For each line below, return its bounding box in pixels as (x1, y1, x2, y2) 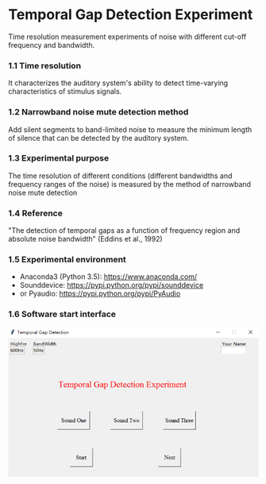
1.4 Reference (8, 207, 64, 219)
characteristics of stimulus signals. (8, 87, 122, 96)
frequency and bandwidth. (8, 40, 95, 49)
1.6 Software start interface (8, 308, 117, 319)
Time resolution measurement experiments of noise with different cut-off (8, 32, 247, 41)
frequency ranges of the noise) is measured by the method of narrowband (8, 179, 252, 188)
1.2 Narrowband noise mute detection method (8, 106, 189, 118)
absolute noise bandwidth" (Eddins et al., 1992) (8, 234, 163, 244)
